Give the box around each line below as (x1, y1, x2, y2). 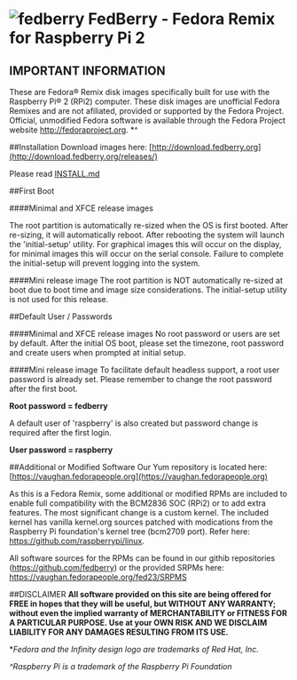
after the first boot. (9, 383, 78, 394)
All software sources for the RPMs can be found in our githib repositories (9, 553, 276, 564)
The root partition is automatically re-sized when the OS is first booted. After (9, 220, 289, 230)
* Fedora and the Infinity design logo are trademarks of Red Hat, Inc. (9, 644, 259, 654)
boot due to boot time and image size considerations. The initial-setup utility (9, 284, 288, 295)
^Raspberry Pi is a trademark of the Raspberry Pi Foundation (9, 661, 232, 671)
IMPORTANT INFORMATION (9, 63, 166, 78)
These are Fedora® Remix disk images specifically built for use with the (9, 87, 270, 97)
